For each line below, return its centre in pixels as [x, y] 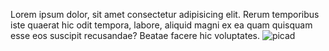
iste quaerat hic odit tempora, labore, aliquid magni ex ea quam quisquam [161, 25]
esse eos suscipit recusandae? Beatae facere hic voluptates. [135, 35]
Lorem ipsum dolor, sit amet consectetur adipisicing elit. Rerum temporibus [165, 14]
